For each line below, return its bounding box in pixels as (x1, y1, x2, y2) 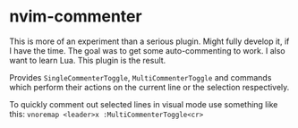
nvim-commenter (9, 6, 142, 27)
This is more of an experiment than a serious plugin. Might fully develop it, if (9, 36, 290, 47)
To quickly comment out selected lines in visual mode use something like (9, 98, 278, 109)
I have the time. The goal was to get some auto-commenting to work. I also (9, 45, 285, 55)
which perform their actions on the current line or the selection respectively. (9, 81, 290, 92)
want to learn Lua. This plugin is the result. (9, 55, 166, 65)
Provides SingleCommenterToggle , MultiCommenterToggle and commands (9, 72, 272, 82)
